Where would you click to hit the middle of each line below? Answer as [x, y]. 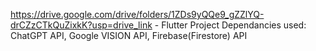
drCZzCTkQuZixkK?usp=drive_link [81, 25]
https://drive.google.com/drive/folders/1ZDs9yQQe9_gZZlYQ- [137, 14]
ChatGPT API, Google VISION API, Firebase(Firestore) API [129, 35]
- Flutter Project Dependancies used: [230, 25]
